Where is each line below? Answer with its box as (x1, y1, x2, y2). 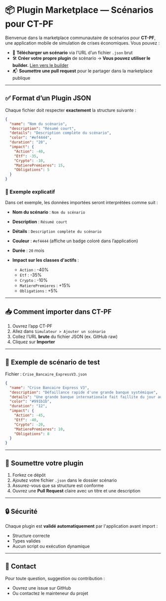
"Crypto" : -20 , (14, 422, 45, 427)
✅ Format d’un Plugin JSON (5, 94, 91, 103)
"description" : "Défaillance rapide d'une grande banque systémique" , (9, 390, 158, 395)
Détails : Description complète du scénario (12, 228, 102, 234)
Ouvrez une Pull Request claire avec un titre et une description (12, 488, 141, 493)
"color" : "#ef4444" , (9, 135, 52, 140)
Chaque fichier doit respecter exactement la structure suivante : (5, 107, 136, 113)
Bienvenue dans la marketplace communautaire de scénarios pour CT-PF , (5, 35, 156, 41)
